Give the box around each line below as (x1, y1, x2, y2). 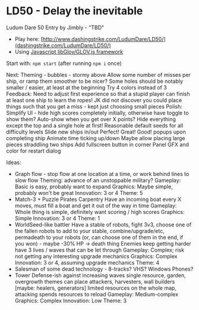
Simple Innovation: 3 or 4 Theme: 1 (14, 215, 100, 222)
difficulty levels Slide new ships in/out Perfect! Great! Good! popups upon (6, 128, 186, 135)
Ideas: (6, 159, 21, 166)
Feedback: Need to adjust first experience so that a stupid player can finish (6, 90, 190, 97)
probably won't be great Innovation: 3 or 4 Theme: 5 (14, 189, 143, 196)
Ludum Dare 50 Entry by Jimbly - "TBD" (6, 24, 105, 31)
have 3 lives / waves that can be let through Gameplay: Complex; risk (14, 246, 185, 253)
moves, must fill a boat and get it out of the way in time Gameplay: (14, 201, 177, 209)
